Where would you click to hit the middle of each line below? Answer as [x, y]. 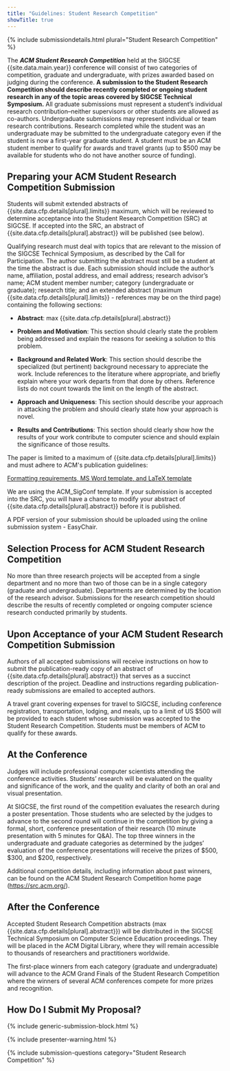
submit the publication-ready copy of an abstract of [80, 668]
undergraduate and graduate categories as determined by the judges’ [106, 843]
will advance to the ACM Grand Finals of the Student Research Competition [113, 973]
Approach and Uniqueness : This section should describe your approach [120, 402]
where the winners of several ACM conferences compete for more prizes [111, 981]
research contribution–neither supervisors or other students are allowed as [113, 111]
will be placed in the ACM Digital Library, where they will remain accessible [113, 945]
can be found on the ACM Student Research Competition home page [104, 878]
